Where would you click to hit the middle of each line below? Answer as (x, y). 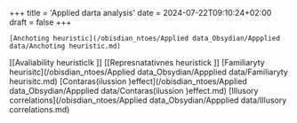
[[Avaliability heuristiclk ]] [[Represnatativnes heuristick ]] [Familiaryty (137, 62)
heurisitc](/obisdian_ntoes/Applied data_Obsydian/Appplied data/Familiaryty (149, 72)
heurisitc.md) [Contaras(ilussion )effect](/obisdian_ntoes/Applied (128, 81)
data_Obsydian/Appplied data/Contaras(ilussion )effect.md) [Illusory (134, 91)
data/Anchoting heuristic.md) (65, 46)
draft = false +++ (40, 22)
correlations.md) (40, 109)
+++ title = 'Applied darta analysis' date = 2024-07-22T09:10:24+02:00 (140, 13)
